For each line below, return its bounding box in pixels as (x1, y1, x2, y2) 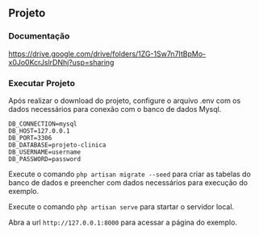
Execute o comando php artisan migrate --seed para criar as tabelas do (8, 169, 252, 179)
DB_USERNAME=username (8, 148, 81, 156)
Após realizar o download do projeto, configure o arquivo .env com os (8, 96, 241, 105)
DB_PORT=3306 (8, 134, 52, 142)
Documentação (8, 31, 70, 42)
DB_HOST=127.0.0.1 (8, 126, 70, 135)
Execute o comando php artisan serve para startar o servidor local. (8, 201, 235, 212)
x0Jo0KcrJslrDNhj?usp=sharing (8, 57, 115, 67)
